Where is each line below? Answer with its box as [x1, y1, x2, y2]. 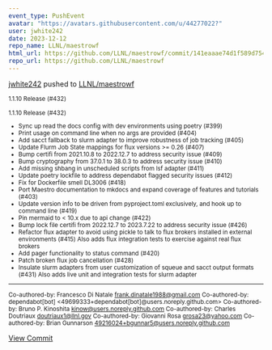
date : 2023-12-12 [8, 34, 67, 43]
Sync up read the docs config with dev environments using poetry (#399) [18, 122, 223, 130]
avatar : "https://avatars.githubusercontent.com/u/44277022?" [8, 19, 223, 27]
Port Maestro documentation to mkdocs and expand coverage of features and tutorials [18, 185, 259, 194]
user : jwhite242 [8, 27, 63, 35]
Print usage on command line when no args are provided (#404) [18, 129, 197, 137]
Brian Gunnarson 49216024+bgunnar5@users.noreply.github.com [45, 319, 231, 327]
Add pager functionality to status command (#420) [18, 249, 160, 257]
